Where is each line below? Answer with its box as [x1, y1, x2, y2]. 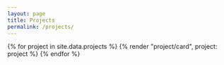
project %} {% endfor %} [7, 50, 81, 58]
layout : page [7, 10, 46, 17]
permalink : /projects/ [7, 23, 74, 30]
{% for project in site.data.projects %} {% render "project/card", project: [7, 43, 218, 51]
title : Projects [7, 17, 55, 24]
